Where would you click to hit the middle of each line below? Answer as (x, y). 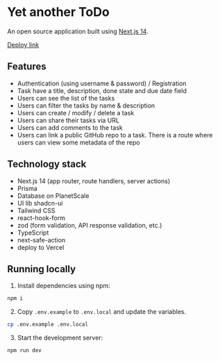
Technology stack (47, 164)
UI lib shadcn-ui (40, 203)
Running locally (42, 269)
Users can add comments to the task (70, 127)
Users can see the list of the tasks (66, 98)
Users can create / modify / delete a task (76, 112)
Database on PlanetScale (53, 196)
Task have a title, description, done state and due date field (102, 90)
